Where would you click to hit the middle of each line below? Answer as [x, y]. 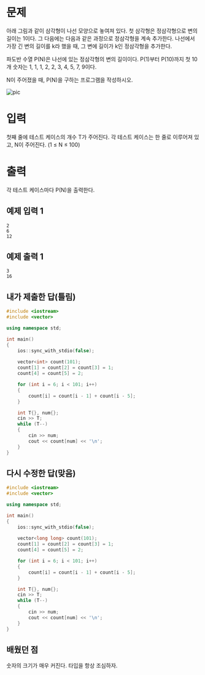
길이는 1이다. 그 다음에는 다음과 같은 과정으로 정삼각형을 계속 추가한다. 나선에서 [101, 38]
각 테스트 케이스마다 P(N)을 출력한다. [51, 190]
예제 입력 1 [25, 211]
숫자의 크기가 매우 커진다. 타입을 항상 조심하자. [62, 666]
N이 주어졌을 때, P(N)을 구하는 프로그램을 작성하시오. [70, 80]
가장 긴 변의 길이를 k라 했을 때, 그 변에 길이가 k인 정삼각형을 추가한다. [89, 46]
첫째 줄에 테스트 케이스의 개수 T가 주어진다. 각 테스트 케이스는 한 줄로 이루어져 [100, 137]
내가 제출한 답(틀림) [41, 297]
